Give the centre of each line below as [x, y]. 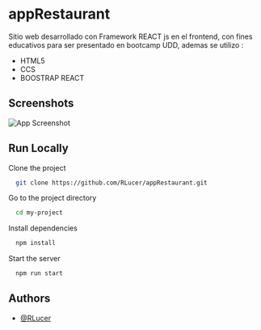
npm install [36, 243]
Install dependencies [43, 228]
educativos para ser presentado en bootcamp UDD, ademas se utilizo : [126, 44]
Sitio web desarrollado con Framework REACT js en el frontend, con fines [130, 36]
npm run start [39, 273]
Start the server [34, 259]
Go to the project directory [53, 198]
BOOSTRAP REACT [52, 78]
